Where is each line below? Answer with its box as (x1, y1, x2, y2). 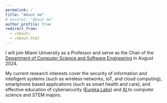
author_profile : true (5, 21, 52, 27)
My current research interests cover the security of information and (5, 70, 147, 76)
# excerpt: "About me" (5, 17, 54, 22)
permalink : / (5, 7, 33, 13)
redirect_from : (5, 26, 38, 31)
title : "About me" (5, 12, 44, 17)
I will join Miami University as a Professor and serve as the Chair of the (5, 49, 154, 56)
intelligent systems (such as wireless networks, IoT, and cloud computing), (5, 76, 162, 82)
